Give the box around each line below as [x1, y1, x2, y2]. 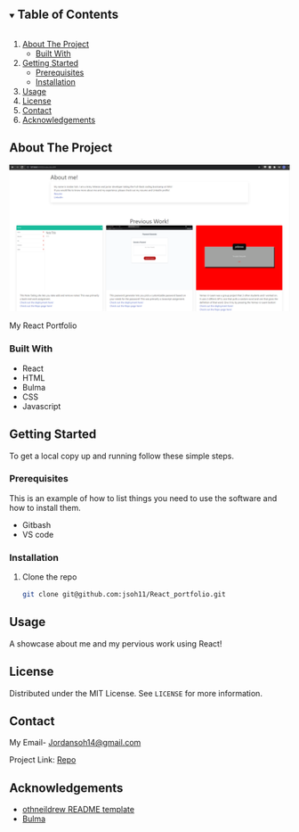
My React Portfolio [9, 320, 77, 331]
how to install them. [9, 502, 82, 513]
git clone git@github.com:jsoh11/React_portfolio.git [21, 590, 226, 599]
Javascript [21, 400, 61, 411]
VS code [21, 529, 54, 540]
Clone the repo [21, 572, 77, 582]
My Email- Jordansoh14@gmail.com [9, 737, 141, 748]
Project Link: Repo [9, 754, 77, 765]
